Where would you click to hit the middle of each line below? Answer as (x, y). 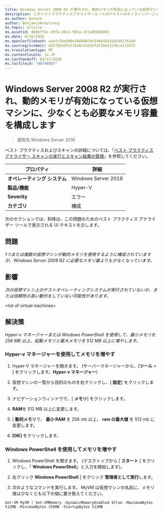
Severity (17, 197)
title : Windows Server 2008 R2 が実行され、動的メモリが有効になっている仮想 (77, 9)
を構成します (31, 125)
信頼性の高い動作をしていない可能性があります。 (62, 296)
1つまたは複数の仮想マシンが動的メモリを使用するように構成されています (78, 254)
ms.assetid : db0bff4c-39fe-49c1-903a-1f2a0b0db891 (57, 32)
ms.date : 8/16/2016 (25, 37)
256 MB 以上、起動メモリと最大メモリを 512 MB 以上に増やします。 (73, 340)
